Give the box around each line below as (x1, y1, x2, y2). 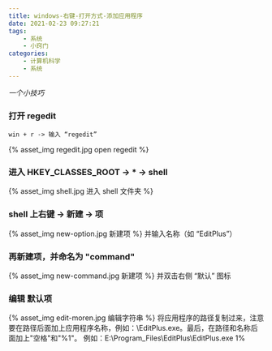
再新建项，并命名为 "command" (8, 250, 136, 262)
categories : (8, 49, 49, 58)
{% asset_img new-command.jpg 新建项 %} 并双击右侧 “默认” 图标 (8, 271, 231, 280)
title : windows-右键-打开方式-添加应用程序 (8, 11, 144, 20)
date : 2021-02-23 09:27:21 (8, 19, 100, 28)
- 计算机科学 (23, 58, 61, 66)
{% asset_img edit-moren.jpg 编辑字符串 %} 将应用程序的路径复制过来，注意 (8, 313, 265, 323)
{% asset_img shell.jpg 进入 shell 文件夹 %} (8, 186, 154, 196)
